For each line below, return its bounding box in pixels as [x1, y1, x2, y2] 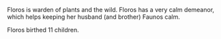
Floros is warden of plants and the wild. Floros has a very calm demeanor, [7, 6, 215, 13]
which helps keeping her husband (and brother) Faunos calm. [7, 13, 181, 21]
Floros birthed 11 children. [7, 26, 80, 34]
